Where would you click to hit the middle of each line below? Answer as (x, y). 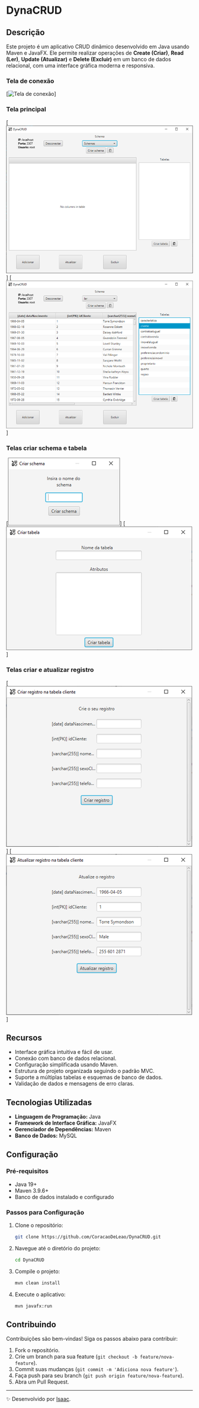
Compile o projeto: (37, 1271)
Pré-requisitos (27, 1171)
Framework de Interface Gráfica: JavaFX (65, 1123)
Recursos (24, 1038)
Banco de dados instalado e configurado (64, 1197)
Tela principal (26, 109)
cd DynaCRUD (29, 1260)
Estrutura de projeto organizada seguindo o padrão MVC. (85, 1071)
